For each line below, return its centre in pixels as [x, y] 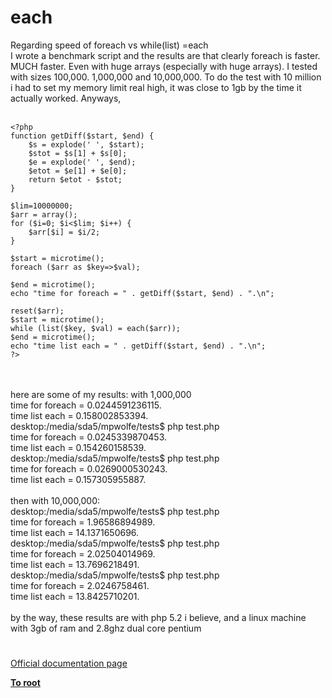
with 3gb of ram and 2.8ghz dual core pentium [106, 628]
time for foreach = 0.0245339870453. [89, 437]
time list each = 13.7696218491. [75, 564]
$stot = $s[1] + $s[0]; [78, 153]
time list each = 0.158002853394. [79, 415]
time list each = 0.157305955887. [78, 479]
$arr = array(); [44, 214]
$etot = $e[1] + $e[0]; [78, 171]
